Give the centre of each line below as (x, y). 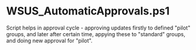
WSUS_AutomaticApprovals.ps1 (88, 11)
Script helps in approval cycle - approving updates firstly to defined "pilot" (98, 28)
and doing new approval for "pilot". (50, 40)
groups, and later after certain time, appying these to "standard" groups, (96, 34)
